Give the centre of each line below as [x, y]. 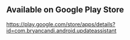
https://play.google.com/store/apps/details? [61, 24]
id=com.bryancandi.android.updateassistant [61, 30]
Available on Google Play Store [65, 10]
